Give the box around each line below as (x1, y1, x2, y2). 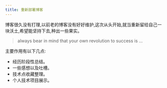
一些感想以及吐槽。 (12, 65, 52, 71)
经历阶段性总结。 (12, 58, 48, 65)
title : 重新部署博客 (5, 7, 43, 12)
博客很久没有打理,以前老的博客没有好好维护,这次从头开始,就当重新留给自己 (5, 21, 158, 27)
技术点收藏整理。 (12, 71, 48, 77)
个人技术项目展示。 (12, 77, 52, 83)
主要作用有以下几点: (5, 48, 46, 54)
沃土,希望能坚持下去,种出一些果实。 (9, 28, 82, 34)
